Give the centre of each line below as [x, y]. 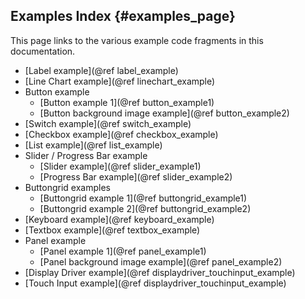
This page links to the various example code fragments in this [137, 40]
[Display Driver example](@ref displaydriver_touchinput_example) [160, 272]
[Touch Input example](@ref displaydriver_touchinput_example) [155, 283]
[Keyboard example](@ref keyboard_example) [119, 219]
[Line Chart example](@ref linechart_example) [120, 81]
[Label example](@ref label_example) [101, 70]
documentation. [43, 51]
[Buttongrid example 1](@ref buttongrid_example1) [143, 198]
